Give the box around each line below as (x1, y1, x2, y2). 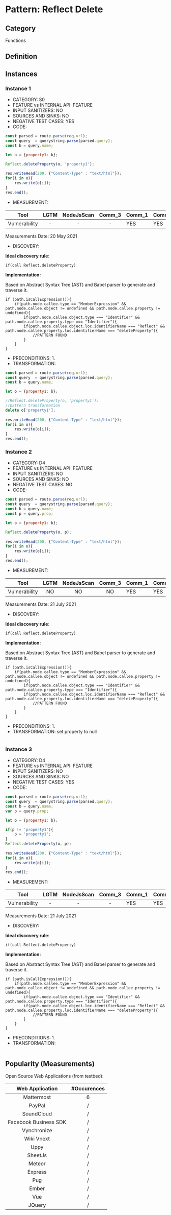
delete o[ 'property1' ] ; (5, 408, 56, 413)
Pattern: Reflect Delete (5, 4, 103, 15)
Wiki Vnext (24, 1135, 50, 1142)
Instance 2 (5, 448, 32, 455)
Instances (5, 69, 38, 78)
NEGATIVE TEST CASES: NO (12, 482, 73, 488)
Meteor (28, 1160, 46, 1168)
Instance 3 (5, 746, 32, 753)
